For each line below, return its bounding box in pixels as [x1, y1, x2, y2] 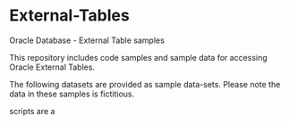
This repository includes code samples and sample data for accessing [9, 52, 268, 62]
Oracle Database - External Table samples [9, 35, 166, 46]
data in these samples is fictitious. [9, 88, 135, 99]
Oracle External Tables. [9, 62, 96, 72]
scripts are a [9, 105, 55, 116]
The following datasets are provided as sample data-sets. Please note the [9, 79, 281, 89]
